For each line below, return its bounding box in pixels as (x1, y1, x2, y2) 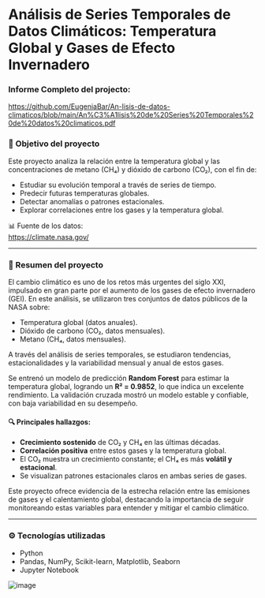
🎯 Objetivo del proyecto (8, 138, 100, 149)
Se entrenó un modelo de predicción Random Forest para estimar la (8, 373, 230, 383)
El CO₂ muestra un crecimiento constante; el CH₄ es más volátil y (19, 454, 233, 464)
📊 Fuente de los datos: (8, 221, 84, 230)
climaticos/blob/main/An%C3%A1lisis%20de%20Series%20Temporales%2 (8, 110, 254, 120)
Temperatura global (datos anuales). (19, 318, 138, 327)
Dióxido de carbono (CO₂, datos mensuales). (19, 326, 166, 336)
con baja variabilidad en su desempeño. (8, 398, 138, 408)
